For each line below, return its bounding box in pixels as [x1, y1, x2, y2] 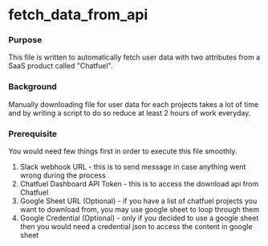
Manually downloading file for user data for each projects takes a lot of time [8, 99, 259, 109]
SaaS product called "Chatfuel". [8, 61, 113, 71]
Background [8, 81, 58, 92]
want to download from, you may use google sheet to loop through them [19, 205, 260, 215]
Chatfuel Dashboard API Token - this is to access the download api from [19, 179, 259, 189]
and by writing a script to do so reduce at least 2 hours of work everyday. [8, 108, 251, 117]
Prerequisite [8, 128, 58, 139]
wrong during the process [19, 170, 106, 180]
